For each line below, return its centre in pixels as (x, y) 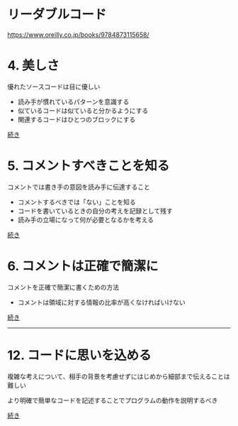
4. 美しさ (34, 66)
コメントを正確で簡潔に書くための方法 (63, 287)
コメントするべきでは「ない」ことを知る (76, 202)
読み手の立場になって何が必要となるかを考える (86, 219)
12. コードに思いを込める (79, 355)
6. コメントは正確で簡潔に (83, 266)
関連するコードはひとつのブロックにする (76, 119)
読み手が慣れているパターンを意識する (73, 102)
